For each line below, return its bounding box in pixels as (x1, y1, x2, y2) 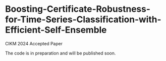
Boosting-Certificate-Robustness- (5, 3, 151, 15)
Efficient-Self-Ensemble (5, 25, 107, 35)
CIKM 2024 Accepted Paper (5, 40, 63, 46)
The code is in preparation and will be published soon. (5, 50, 116, 56)
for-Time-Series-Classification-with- (5, 14, 162, 25)
